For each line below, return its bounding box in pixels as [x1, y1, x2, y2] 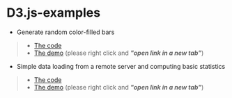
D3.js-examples [6, 5, 101, 21]
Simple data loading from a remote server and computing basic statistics [16, 62, 226, 70]
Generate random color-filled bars [16, 28, 115, 36]
